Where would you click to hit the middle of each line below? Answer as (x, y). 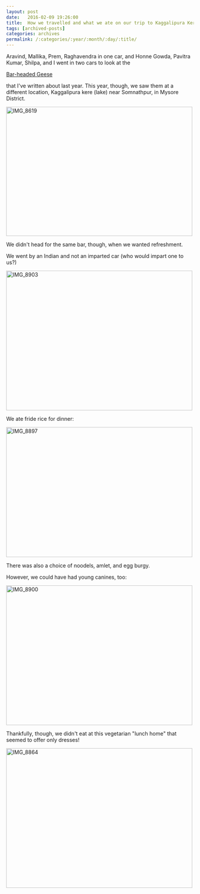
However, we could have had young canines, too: (66, 577)
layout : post (22, 12)
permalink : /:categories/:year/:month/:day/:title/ (71, 39)
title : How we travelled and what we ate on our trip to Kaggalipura (96, 23)
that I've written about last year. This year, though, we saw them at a (90, 86)
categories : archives (33, 34)
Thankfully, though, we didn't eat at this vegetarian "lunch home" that (91, 733)
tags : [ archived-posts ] (36, 28)
